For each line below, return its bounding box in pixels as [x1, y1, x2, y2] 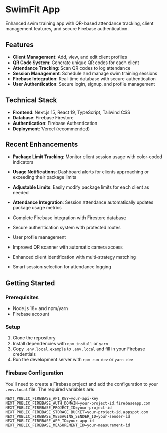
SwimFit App [5, 4, 60, 15]
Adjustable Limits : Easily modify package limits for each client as [12, 184, 149, 190]
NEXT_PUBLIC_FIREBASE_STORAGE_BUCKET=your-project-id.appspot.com [5, 409, 148, 415]
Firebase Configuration [5, 369, 64, 377]
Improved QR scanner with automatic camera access [12, 244, 123, 250]
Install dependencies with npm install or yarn [12, 341, 108, 347]
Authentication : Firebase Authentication [12, 120, 98, 126]
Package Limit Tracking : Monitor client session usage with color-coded [12, 153, 163, 160]
